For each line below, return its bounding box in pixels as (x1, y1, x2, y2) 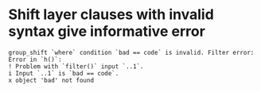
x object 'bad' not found (8, 76, 94, 84)
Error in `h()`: (8, 56, 62, 63)
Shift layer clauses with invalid (8, 6, 215, 24)
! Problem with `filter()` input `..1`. (8, 62, 145, 71)
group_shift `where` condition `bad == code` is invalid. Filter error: (8, 48, 255, 56)
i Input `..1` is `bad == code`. (8, 69, 119, 77)
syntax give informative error (8, 22, 205, 40)
